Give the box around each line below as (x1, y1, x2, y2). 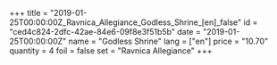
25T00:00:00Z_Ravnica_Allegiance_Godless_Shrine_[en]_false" (9, 17, 242, 28)
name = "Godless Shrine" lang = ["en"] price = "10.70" (68, 36, 269, 46)
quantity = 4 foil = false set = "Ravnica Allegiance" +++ (9, 45, 213, 56)
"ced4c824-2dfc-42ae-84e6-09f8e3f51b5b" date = (9, 27, 201, 37)
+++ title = (9, 8, 49, 18)
